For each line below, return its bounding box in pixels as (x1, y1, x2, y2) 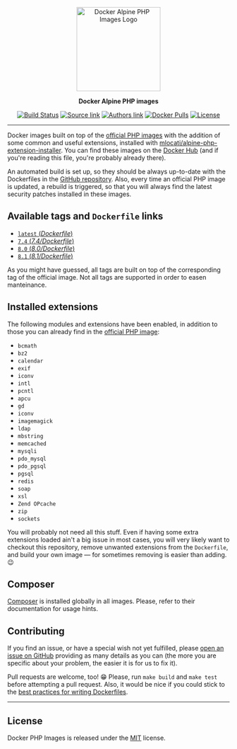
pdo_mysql (17, 455, 47, 462)
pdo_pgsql (17, 462, 47, 470)
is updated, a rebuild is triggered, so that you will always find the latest (7, 183, 212, 190)
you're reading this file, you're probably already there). (7, 154, 166, 162)
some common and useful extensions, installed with (7, 139, 159, 147)
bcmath (17, 342, 37, 350)
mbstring (17, 433, 44, 440)
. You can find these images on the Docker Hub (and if (61, 146, 219, 154)
